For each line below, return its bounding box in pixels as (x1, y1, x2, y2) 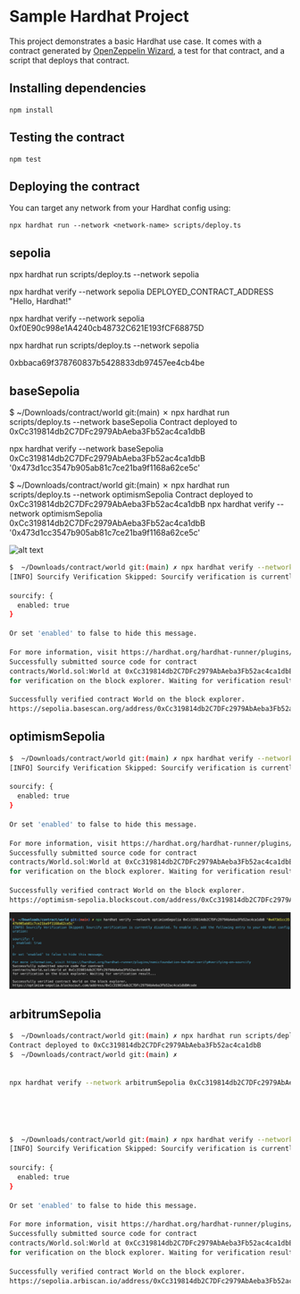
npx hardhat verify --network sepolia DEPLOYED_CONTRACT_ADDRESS (9, 286, 274, 297)
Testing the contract (9, 130, 125, 145)
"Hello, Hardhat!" (9, 296, 72, 307)
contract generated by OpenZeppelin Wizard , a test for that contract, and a (9, 45, 286, 55)
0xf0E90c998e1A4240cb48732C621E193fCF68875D (9, 323, 204, 334)
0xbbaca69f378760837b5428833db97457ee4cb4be (9, 358, 205, 368)
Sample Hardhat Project (9, 6, 189, 27)
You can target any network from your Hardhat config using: (9, 203, 231, 214)
